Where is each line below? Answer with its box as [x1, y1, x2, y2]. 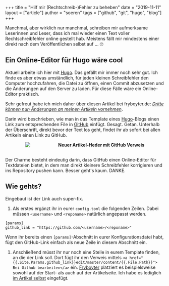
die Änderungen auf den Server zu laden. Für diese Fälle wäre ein [5, 86, 142, 92]
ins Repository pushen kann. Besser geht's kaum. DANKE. [5, 167, 126, 174]
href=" [129, 255, 144, 260]
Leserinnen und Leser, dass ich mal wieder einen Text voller [5, 30, 130, 36]
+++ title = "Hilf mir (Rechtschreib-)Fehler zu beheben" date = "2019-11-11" [5, 5, 161, 10]
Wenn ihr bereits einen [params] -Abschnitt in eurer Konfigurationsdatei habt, [5, 234, 164, 240]
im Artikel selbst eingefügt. [12, 275, 69, 281]
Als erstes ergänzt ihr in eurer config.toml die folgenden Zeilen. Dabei [12, 205, 159, 212]
